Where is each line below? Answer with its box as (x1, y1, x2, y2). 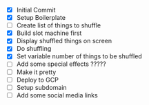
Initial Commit (16, 6, 56, 14)
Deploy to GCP (16, 75, 59, 84)
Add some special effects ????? (16, 60, 106, 68)
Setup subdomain (16, 83, 67, 91)
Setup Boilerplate (16, 14, 66, 22)
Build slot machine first (16, 29, 82, 37)
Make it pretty (16, 68, 57, 76)
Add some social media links (16, 91, 98, 99)
